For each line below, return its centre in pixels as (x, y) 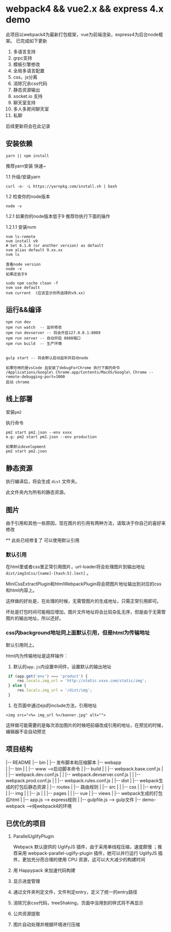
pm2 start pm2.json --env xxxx (39, 433)
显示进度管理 (26, 881)
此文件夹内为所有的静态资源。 (37, 492)
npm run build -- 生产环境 (34, 344)
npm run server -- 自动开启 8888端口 (43, 338)
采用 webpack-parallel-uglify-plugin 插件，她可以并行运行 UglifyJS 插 (90, 853)
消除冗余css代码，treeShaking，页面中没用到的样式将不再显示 (78, 902)
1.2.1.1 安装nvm (21, 227)
